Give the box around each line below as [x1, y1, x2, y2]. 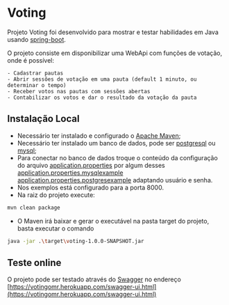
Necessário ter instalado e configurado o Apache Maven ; [17, 131, 181, 140]
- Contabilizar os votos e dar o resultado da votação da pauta [7, 94, 197, 101]
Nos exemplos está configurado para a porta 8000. [17, 183, 164, 191]
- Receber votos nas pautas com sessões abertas [7, 88, 151, 95]
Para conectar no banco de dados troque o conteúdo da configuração [17, 153, 219, 162]
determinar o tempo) [7, 81, 67, 88]
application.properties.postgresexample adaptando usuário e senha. [17, 175, 213, 184]
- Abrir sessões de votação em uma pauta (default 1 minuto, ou [7, 75, 197, 83]
